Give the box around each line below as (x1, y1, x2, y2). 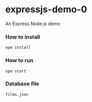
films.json (5, 92, 29, 97)
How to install (5, 33, 40, 40)
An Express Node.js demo (5, 21, 61, 27)
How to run (5, 57, 33, 64)
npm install (5, 45, 31, 50)
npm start (5, 68, 27, 74)
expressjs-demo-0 (5, 4, 87, 15)
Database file (5, 80, 40, 88)
